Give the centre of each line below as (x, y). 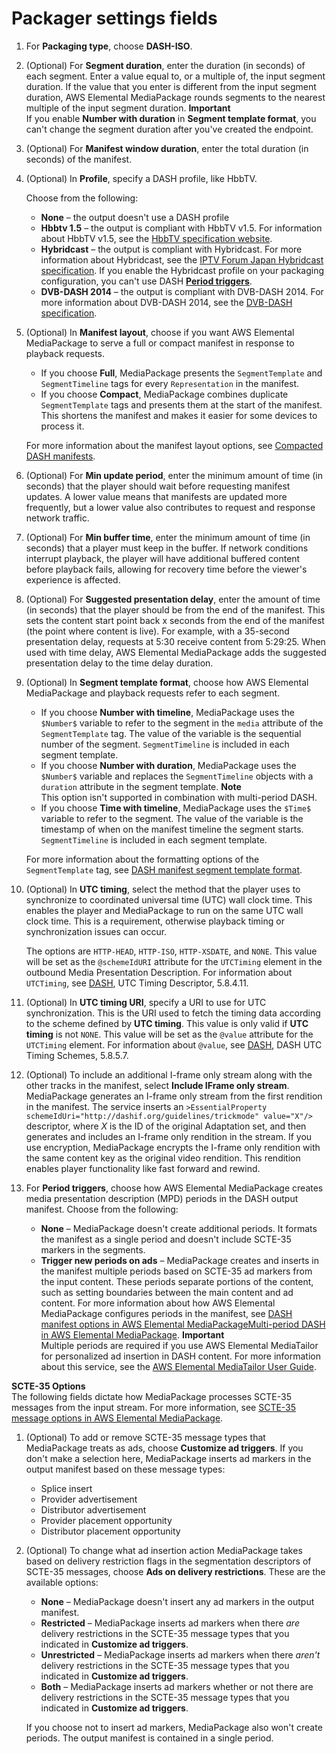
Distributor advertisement (93, 1509)
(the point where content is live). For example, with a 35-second (157, 631)
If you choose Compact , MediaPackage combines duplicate (164, 394)
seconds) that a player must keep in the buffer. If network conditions (167, 548)
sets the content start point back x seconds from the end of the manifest (175, 620)
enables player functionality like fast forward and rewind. (143, 1168)
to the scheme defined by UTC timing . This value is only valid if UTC (167, 1023)
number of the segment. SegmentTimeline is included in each (165, 744)
